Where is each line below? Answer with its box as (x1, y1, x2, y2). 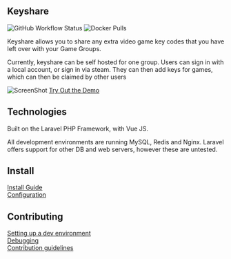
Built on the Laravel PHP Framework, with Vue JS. (7, 124, 149, 133)
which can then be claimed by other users (7, 73, 127, 81)
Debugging (7, 236, 39, 244)
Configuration (7, 191, 47, 199)
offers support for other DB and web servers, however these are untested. (7, 145, 218, 153)
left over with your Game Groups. (7, 44, 101, 52)
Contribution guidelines (7, 244, 74, 252)
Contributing (7, 211, 63, 222)
